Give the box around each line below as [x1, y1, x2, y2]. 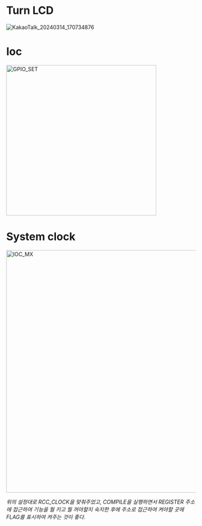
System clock [6, 230, 76, 244]
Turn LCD [6, 4, 54, 17]
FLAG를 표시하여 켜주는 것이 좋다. [6, 513, 86, 521]
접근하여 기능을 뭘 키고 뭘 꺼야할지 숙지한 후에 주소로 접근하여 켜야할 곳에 [12, 505, 185, 513]
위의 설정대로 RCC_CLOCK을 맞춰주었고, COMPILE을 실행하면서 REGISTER [6, 498, 184, 505]
